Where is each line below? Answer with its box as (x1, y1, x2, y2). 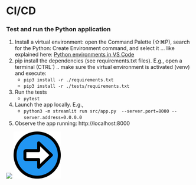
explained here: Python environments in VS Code (14, 51, 135, 58)
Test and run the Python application (6, 25, 111, 34)
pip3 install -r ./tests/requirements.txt (23, 84, 130, 90)
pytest (23, 96, 40, 102)
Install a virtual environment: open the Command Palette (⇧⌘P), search (14, 38, 190, 45)
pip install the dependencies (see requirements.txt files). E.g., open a (14, 57, 182, 64)
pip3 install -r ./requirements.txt (23, 77, 114, 83)
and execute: (14, 70, 47, 77)
